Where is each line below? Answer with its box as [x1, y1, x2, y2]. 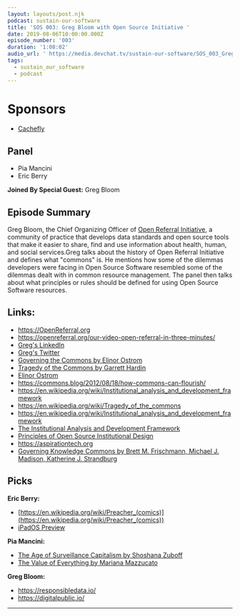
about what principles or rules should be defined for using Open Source [7, 278, 219, 287]
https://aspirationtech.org [17, 439, 94, 448]
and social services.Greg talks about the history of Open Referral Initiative [7, 248, 225, 257]
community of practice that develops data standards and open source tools [7, 233, 229, 241]
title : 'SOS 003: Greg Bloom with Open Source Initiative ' [7, 24, 191, 31]
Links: [7, 306, 36, 318]
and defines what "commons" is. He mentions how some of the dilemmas [7, 256, 224, 264]
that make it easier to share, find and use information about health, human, [7, 241, 227, 249]
